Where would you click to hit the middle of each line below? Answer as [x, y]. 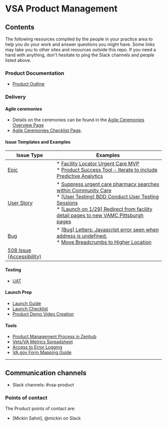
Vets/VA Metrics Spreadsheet [42, 342]
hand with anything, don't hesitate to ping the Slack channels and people [80, 55]
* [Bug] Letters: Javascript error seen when [108, 229]
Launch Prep [19, 292]
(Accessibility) [24, 256]
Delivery [16, 97]
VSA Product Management [61, 9]
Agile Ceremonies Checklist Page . [47, 131]
